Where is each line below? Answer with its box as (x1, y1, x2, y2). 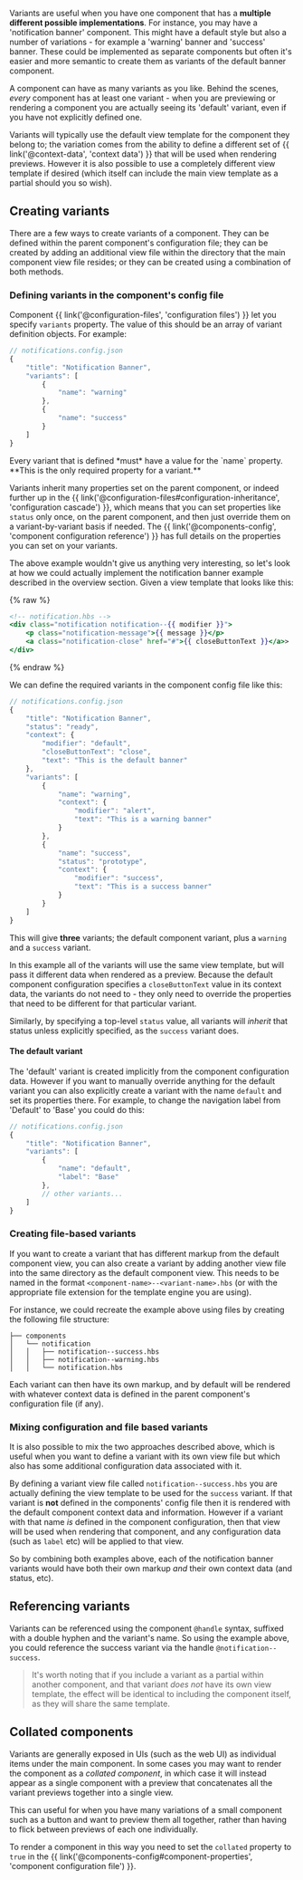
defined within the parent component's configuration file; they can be (9, 237, 269, 248)
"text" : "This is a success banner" (73, 882, 213, 891)
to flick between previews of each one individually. (9, 1824, 199, 1835)
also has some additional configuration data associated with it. (9, 1461, 242, 1472)
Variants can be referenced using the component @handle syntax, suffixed (9, 1623, 284, 1634)
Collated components (9, 1724, 134, 1740)
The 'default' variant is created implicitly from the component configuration (9, 1066, 289, 1077)
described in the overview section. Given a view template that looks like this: (9, 577, 294, 588)
